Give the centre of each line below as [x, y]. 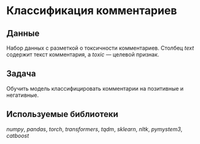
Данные [23, 33]
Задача [21, 74]
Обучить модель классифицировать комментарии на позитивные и [95, 88]
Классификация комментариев [92, 11]
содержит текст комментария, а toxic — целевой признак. [83, 55]
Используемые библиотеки [62, 114]
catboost [18, 135]
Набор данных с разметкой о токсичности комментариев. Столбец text [100, 48]
